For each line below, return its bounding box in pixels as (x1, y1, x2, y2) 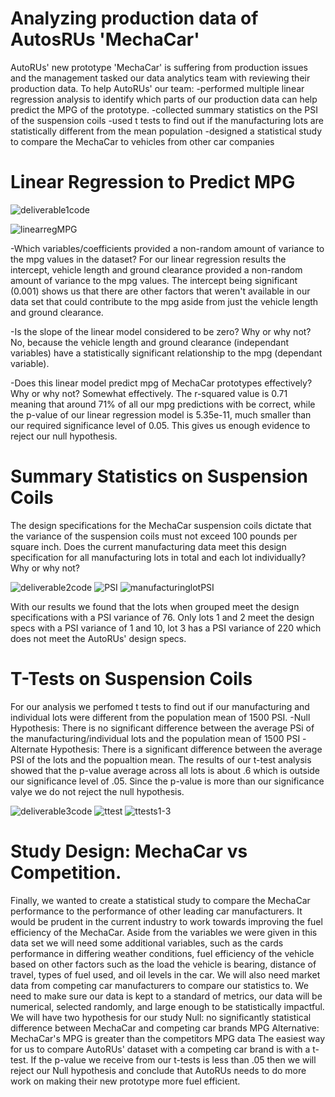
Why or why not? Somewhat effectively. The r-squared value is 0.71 (10, 387, 288, 399)
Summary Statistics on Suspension (10, 465, 308, 488)
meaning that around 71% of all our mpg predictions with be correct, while (10, 398, 316, 410)
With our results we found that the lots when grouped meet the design (10, 600, 300, 612)
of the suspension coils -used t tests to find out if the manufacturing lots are (10, 114, 324, 126)
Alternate (10, 743, 49, 755)
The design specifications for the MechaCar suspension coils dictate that (10, 519, 312, 531)
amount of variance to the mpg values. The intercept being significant (10, 274, 298, 286)
